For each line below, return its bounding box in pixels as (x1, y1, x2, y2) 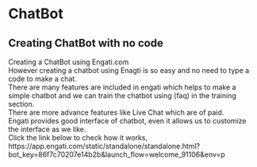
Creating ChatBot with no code (8, 36, 164, 50)
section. (8, 100, 35, 108)
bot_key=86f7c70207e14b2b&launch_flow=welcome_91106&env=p (8, 150, 226, 159)
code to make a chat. (8, 74, 77, 83)
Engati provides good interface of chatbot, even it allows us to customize (8, 116, 247, 125)
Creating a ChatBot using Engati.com (8, 57, 129, 66)
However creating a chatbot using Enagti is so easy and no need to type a (8, 66, 250, 75)
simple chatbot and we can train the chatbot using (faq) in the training (8, 91, 236, 100)
